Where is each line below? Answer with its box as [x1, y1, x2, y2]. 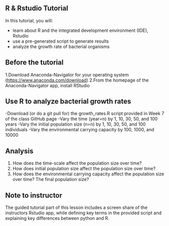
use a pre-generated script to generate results [12, 38, 109, 44]
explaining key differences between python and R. [5, 215, 109, 221]
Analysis [5, 146, 34, 155]
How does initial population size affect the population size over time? [12, 166, 156, 172]
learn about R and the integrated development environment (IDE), [12, 27, 149, 33]
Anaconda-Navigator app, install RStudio [5, 82, 90, 88]
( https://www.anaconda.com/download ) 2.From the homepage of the [5, 77, 149, 83]
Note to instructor [5, 191, 63, 200]
